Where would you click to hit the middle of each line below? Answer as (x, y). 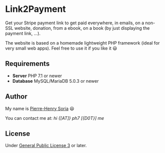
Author (16, 97)
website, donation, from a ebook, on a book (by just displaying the (82, 28)
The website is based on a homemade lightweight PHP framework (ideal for (82, 43)
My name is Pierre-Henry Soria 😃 (40, 108)
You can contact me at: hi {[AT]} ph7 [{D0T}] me (55, 118)
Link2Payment (36, 9)
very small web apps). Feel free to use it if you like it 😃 (61, 48)
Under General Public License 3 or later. (46, 146)
